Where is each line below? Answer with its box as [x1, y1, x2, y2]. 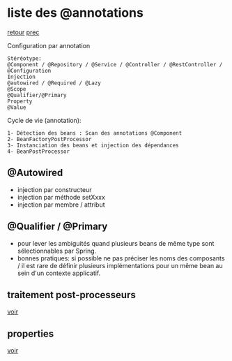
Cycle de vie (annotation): [7, 116, 82, 124]
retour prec [7, 28, 40, 36]
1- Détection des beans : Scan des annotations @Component [7, 129, 183, 137]
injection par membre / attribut [17, 200, 105, 209]
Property [7, 98, 33, 105]
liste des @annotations [7, 5, 144, 21]
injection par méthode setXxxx [17, 193, 106, 201]
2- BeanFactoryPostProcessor [7, 135, 92, 142]
